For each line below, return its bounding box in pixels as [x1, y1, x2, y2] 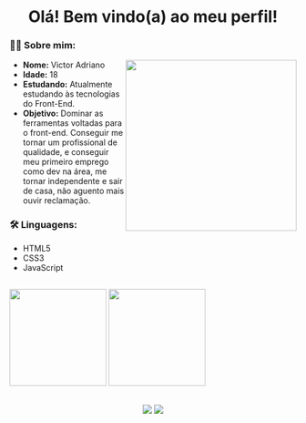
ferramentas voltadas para [22, 118, 123, 129]
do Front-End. [22, 98, 76, 109]
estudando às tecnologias [22, 88, 120, 99]
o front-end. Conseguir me [22, 128, 124, 139]
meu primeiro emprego [22, 157, 109, 168]
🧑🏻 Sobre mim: [9, 39, 76, 52]
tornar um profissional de [22, 137, 118, 148]
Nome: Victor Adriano [22, 59, 106, 70]
